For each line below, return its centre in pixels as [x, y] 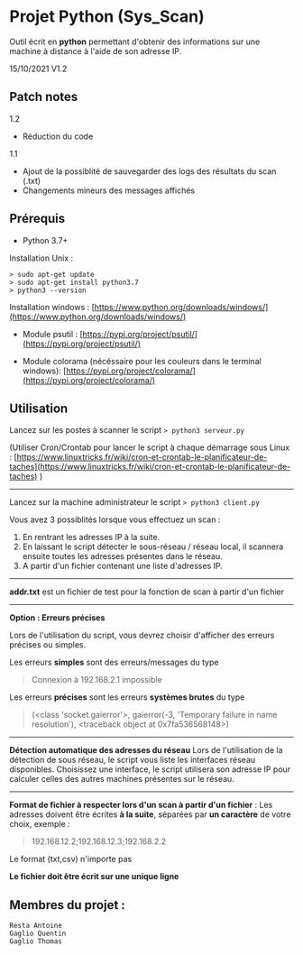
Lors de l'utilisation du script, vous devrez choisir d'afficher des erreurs [142, 635]
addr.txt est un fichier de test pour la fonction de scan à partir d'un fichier [147, 592]
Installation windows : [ [52, 307]
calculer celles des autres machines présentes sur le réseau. [122, 779]
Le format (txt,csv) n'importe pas [71, 859]
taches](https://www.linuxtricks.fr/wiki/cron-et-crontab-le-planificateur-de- [150, 467]
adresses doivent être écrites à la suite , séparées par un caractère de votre [150, 814]
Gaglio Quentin [38, 934]
